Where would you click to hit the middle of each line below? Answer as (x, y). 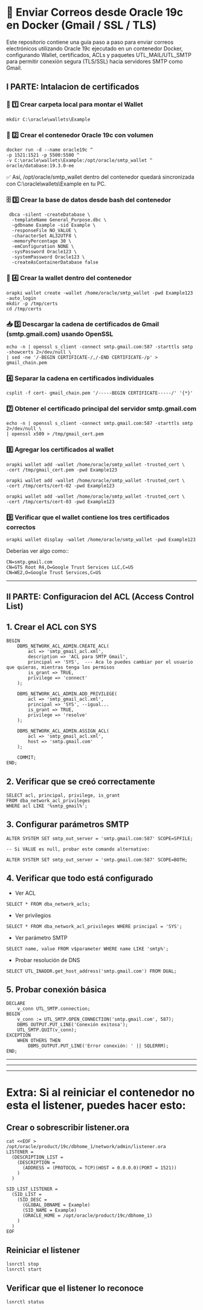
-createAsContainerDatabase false (55, 262)
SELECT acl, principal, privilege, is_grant (63, 796)
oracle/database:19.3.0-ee (40, 165)
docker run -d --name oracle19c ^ (50, 150)
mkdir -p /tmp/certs (32, 303)
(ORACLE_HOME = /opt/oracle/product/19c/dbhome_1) (87, 1216)
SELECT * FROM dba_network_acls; (48, 904)
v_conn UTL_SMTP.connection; (54, 1009)
